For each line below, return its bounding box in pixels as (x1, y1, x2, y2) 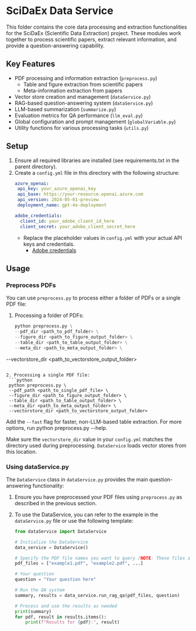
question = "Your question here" (14, 577, 97, 582)
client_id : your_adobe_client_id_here (20, 218, 115, 224)
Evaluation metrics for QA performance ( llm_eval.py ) (14, 112, 143, 119)
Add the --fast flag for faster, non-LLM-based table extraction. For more (6, 418, 182, 425)
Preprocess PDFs (6, 281, 56, 289)
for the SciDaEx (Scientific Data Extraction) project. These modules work (6, 29, 181, 36)
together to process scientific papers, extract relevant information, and (6, 36, 177, 43)
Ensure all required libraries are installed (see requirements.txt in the (14, 157, 180, 164)
